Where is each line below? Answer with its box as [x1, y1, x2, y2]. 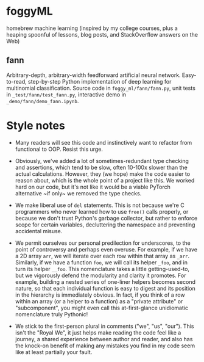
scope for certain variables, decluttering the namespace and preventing [15, 221, 195, 228]
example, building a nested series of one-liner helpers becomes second [15, 278, 196, 285]
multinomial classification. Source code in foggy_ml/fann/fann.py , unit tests [6, 84, 196, 92]
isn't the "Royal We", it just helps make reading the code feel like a [15, 328, 181, 336]
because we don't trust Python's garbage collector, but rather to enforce [15, 214, 198, 222]
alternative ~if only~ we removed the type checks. [15, 189, 142, 197]
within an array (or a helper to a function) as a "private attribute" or [15, 297, 183, 305]
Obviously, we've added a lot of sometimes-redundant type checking [15, 157, 189, 164]
